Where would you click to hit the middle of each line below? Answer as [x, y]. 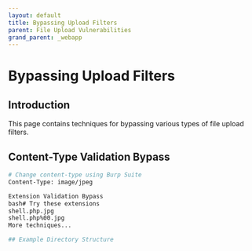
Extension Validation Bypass [56, 196]
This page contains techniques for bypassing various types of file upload [126, 124]
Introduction [39, 105]
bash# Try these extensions [54, 204]
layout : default [35, 15]
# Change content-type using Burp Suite [75, 175]
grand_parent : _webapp [45, 37]
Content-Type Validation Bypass [89, 156]
